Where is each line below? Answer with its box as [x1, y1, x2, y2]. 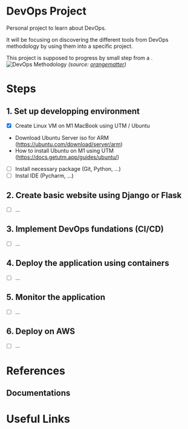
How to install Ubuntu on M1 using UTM [15, 147, 114, 154]
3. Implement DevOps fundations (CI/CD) [6, 224, 164, 234]
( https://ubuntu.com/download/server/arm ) [15, 141, 123, 148]
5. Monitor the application [6, 292, 106, 302]
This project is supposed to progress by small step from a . [6, 54, 153, 61]
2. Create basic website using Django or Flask [6, 190, 182, 201]
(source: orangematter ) [68, 61, 127, 68]
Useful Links [6, 412, 71, 426]
